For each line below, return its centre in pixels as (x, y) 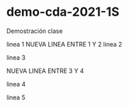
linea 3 (16, 57)
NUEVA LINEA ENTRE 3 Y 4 (45, 71)
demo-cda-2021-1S (63, 12)
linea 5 (16, 97)
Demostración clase (35, 31)
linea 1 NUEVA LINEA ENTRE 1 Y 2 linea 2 (64, 44)
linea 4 (16, 84)
